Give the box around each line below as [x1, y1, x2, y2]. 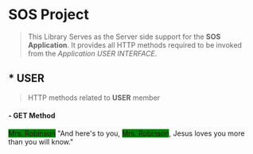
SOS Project [8, 6, 89, 24]
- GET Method [8, 111, 56, 121]
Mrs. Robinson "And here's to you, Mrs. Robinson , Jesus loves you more [8, 129, 245, 138]
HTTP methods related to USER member [27, 93, 161, 102]
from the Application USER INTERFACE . [27, 48, 158, 58]
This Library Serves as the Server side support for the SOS [27, 32, 221, 41]
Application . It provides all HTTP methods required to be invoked [27, 40, 243, 49]
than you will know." [8, 137, 74, 146]
